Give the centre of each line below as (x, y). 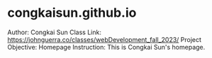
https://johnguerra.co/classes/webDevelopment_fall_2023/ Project (105, 39)
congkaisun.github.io (72, 13)
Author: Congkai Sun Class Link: (54, 32)
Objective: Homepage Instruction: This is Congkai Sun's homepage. (106, 47)
